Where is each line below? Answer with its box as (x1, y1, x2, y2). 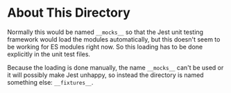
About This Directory (7, 5, 130, 21)
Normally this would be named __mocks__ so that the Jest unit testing (7, 28, 203, 36)
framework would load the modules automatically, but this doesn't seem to (7, 35, 221, 43)
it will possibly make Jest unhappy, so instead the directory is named (7, 71, 204, 79)
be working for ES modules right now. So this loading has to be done (7, 42, 203, 51)
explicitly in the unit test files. (7, 50, 91, 58)
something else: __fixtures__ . (7, 78, 94, 86)
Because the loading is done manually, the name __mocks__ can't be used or (7, 63, 224, 71)
